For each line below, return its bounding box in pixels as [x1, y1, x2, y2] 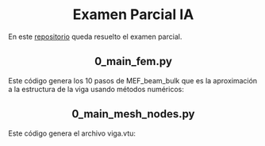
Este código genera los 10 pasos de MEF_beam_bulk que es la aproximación [8, 75, 258, 85]
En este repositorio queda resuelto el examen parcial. [8, 32, 182, 41]
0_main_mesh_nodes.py [71, 107, 195, 121]
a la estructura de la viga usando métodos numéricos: [8, 84, 184, 94]
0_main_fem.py [94, 55, 173, 68]
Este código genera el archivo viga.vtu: [8, 129, 136, 138]
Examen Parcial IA [72, 6, 194, 24]
